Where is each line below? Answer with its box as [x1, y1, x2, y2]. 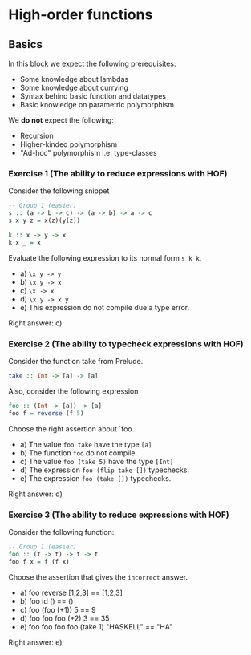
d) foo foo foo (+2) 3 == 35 [19, 613, 110, 623]
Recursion [19, 131, 54, 140]
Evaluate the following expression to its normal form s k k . [8, 253, 202, 262]
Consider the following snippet [8, 186, 110, 196]
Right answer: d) [8, 489, 63, 499]
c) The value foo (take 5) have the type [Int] [19, 456, 174, 466]
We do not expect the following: [8, 115, 114, 125]
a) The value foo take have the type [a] [19, 439, 152, 449]
